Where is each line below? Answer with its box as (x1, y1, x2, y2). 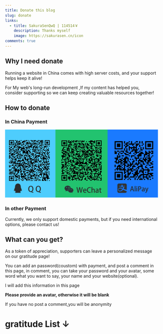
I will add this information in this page (5, 283, 80, 288)
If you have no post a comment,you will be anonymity (5, 301, 112, 307)
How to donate (5, 104, 50, 112)
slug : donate (5, 13, 32, 18)
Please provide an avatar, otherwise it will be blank (5, 292, 110, 298)
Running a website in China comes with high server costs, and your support (5, 70, 156, 76)
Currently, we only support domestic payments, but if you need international (5, 216, 158, 222)
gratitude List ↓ (5, 318, 70, 330)
